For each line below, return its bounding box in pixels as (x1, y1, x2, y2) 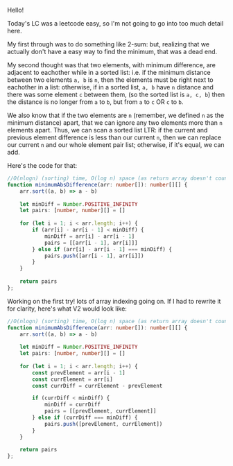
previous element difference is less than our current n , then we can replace (7, 133, 222, 141)
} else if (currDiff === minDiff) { (32, 414, 138, 421)
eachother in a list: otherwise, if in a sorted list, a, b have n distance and (7, 83, 214, 91)
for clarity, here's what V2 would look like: (7, 304, 127, 313)
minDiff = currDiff (44, 402, 101, 408)
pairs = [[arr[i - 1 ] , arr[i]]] (44, 239, 138, 246)
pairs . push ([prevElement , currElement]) (44, 420, 163, 427)
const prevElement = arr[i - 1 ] (32, 369, 126, 377)
